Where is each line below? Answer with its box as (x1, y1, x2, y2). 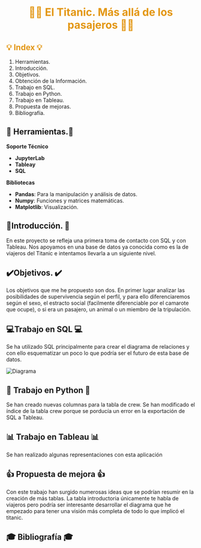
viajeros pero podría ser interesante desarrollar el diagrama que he (6, 501, 172, 508)
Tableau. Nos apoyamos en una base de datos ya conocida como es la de (6, 243, 189, 251)
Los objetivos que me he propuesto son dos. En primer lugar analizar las (6, 287, 185, 294)
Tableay (14, 161, 36, 168)
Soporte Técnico (6, 143, 49, 150)
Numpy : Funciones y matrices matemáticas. (14, 197, 124, 204)
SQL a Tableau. (6, 414, 44, 421)
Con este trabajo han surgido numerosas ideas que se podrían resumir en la (6, 488, 194, 496)
